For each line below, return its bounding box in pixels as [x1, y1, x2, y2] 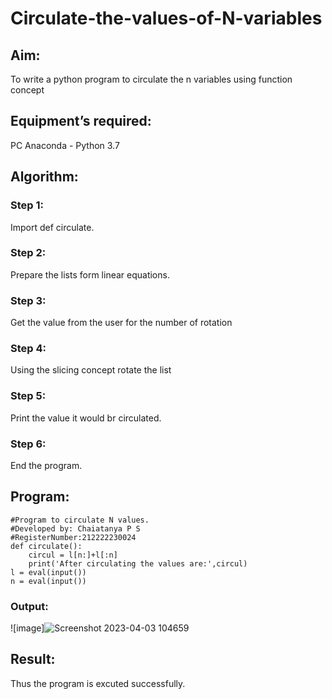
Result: [10, 651, 56, 668]
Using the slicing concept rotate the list [10, 364, 172, 376]
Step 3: [10, 293, 47, 307]
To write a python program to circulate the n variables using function [10, 73, 293, 85]
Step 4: [10, 342, 47, 356]
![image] [10, 622, 45, 634]
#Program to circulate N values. [10, 515, 150, 525]
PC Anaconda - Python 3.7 [10, 139, 120, 151]
